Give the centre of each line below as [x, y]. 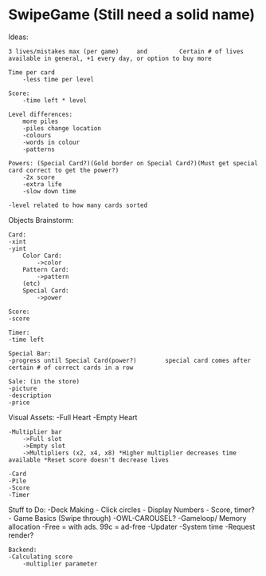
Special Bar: [30, 353]
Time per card [32, 72]
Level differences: [41, 114]
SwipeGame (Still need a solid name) [132, 15]
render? [21, 535]
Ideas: [18, 37]
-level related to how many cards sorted [78, 205]
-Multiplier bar [35, 432]
